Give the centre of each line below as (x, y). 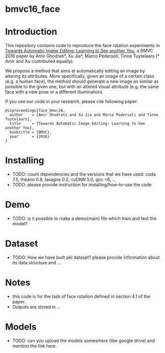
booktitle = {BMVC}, (31, 132)
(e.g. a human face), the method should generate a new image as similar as (82, 81)
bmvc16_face (33, 9)
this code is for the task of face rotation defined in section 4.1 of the (81, 296)
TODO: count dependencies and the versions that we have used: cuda (84, 174)
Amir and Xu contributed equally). (40, 61)
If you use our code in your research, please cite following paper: (72, 101)
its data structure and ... (37, 262)
